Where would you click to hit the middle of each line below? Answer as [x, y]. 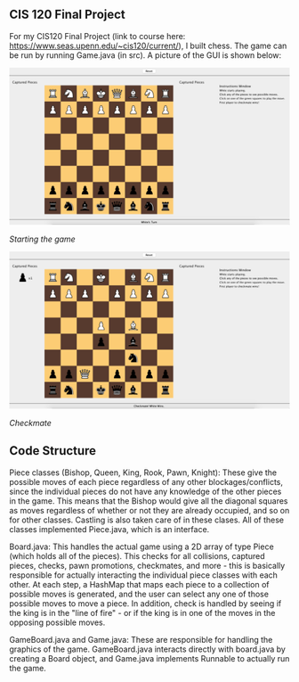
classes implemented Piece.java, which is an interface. [109, 529]
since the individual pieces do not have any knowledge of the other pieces [145, 491]
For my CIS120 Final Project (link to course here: [97, 36]
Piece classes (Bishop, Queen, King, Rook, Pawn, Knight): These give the [143, 472]
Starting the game [42, 239]
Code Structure [53, 451]
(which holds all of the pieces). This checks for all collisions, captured [137, 555]
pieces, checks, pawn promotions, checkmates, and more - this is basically [147, 565]
